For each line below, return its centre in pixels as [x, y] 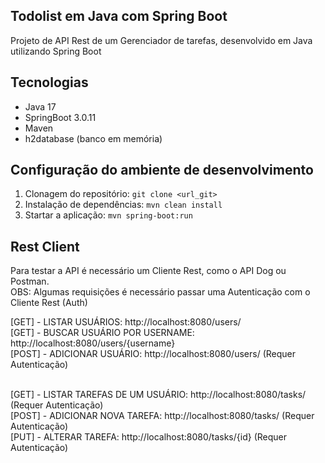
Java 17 [40, 106]
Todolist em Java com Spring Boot [119, 16]
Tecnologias [49, 82]
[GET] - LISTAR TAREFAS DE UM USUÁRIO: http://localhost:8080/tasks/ [158, 395]
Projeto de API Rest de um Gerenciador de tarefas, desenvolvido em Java [161, 40]
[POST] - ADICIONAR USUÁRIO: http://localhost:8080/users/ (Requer [153, 354]
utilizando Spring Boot [56, 51]
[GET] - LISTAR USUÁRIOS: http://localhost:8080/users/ [126, 322]
